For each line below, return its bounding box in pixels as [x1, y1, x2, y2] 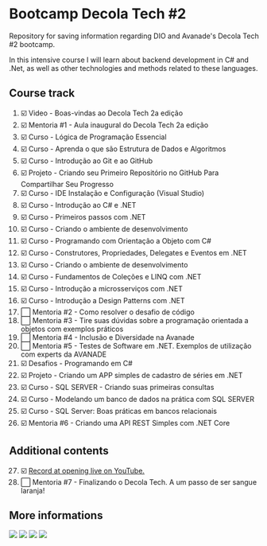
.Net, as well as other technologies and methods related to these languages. [9, 63, 258, 72]
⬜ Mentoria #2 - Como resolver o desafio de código [20, 307, 195, 317]
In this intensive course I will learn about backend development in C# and [9, 55, 250, 64]
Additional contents [9, 444, 110, 458]
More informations [9, 509, 103, 522]
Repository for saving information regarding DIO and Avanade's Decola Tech [9, 31, 259, 41]
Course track [9, 87, 75, 100]
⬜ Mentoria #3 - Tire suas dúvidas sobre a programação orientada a [20, 315, 249, 325]
